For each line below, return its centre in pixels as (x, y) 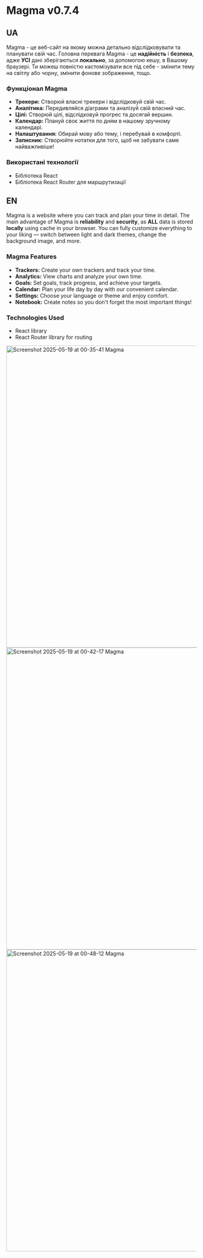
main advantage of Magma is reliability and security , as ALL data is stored (100, 222)
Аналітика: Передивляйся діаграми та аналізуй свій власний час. (100, 108)
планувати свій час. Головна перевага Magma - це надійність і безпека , (100, 54)
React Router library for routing (53, 337)
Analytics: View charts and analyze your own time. (79, 276)
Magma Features (32, 257)
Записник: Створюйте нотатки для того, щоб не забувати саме (97, 140)
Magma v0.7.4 (43, 11)
